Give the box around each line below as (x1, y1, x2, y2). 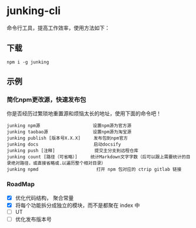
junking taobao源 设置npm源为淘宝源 (6, 129, 132, 135)
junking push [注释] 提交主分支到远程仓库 (6, 148, 139, 154)
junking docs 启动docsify (6, 142, 121, 147)
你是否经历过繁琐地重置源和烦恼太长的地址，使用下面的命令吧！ (6, 110, 161, 117)
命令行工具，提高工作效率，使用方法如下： (6, 24, 110, 31)
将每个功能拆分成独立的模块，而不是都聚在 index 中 (15, 202, 140, 209)
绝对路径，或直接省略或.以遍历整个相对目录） (11, 160, 106, 166)
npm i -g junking (6, 59, 49, 65)
